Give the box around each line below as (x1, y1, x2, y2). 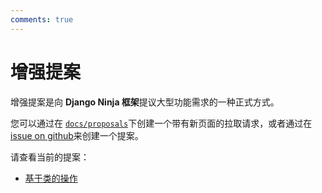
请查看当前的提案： (10, 151, 90, 163)
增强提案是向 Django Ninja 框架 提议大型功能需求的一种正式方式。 (10, 96, 280, 108)
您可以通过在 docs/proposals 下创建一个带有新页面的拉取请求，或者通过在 (10, 117, 313, 129)
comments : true (10, 14, 74, 25)
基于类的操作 (24, 172, 78, 184)
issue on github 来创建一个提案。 (10, 129, 144, 141)
